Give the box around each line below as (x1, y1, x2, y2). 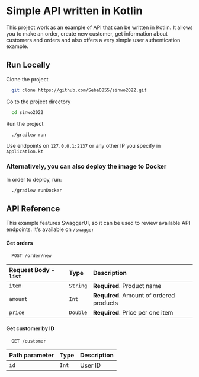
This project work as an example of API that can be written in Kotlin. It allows (6, 24, 193, 31)
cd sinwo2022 (11, 109, 44, 115)
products (92, 299, 118, 307)
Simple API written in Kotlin (6, 4, 143, 18)
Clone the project (6, 75, 49, 83)
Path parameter (9, 351, 54, 359)
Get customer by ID (6, 325, 55, 332)
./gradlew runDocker (11, 187, 62, 194)
